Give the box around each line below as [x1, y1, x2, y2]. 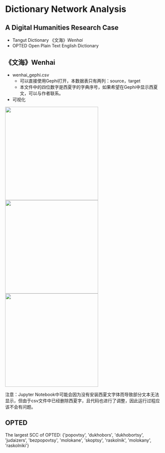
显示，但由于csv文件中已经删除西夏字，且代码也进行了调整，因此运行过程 [5, 397, 156, 404]
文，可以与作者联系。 [19, 90, 63, 96]
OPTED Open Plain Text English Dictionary [12, 43, 99, 48]
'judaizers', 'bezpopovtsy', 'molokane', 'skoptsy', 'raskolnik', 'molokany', [5, 437, 152, 443]
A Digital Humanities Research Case [5, 23, 119, 32]
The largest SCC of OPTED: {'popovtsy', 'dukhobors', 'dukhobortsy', [5, 432, 144, 438]
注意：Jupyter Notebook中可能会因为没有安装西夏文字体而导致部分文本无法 [5, 391, 160, 397]
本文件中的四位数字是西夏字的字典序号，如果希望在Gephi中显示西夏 [19, 84, 158, 90]
